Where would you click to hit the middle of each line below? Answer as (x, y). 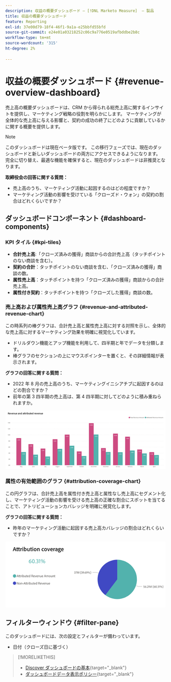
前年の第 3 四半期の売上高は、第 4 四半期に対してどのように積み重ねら (87, 396)
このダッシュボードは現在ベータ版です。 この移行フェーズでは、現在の (79, 147)
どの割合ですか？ (31, 390)
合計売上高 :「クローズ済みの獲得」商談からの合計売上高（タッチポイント (89, 254)
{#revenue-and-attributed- (114, 307)
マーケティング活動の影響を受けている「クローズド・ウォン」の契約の (86, 194)
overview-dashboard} (53, 92)
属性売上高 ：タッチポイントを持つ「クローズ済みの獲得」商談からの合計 (88, 280)
